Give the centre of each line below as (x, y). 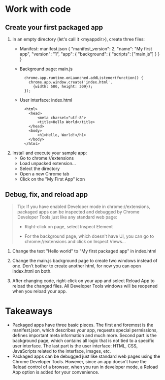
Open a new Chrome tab (44, 174)
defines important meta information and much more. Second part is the (84, 335)
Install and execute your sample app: (49, 153)
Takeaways (29, 311)
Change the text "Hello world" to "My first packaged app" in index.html (84, 251)
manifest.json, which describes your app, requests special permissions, (85, 330)
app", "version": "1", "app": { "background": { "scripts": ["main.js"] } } (90, 54)
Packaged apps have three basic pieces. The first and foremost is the (83, 325)
